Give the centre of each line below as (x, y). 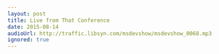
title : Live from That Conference (59, 20)
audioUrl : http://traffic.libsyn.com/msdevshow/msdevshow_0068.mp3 (110, 33)
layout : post (27, 14)
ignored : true (29, 40)
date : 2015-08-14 (33, 27)
